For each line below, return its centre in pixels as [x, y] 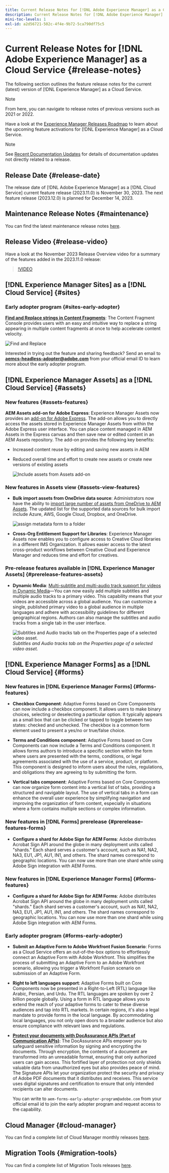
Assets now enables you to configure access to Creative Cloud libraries [87, 539]
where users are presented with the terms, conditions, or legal [77, 756]
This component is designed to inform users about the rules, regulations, [88, 767]
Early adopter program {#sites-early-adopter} [63, 307]
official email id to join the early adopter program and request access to [87, 1104]
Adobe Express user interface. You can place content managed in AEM [79, 429]
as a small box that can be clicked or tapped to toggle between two [82, 720]
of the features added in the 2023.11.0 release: [53, 259]
